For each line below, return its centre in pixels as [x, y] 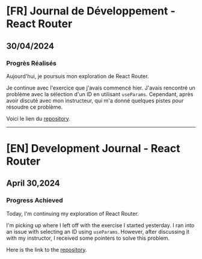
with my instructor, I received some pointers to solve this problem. [88, 238]
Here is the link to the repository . [47, 249]
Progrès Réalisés [32, 63]
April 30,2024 [33, 184]
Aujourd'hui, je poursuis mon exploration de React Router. [78, 76]
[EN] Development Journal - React [93, 149]
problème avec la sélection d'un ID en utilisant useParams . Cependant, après [100, 94]
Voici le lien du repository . [38, 118]
